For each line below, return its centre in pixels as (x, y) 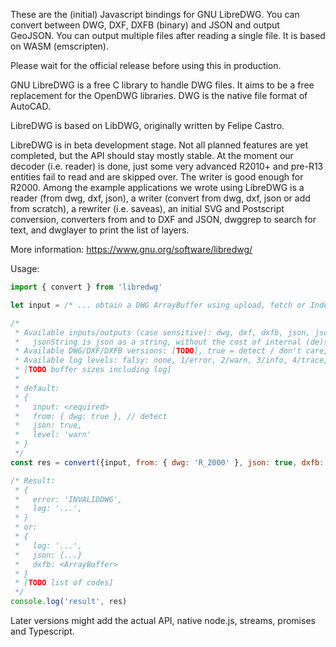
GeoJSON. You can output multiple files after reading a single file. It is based (168, 35)
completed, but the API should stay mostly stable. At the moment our (152, 155)
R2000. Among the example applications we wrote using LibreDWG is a (157, 187)
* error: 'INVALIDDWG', (68, 499)
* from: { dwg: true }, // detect (91, 416)
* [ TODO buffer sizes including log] (93, 370)
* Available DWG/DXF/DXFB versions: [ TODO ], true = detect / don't (158, 351)
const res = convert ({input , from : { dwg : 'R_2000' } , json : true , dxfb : (167, 462)
